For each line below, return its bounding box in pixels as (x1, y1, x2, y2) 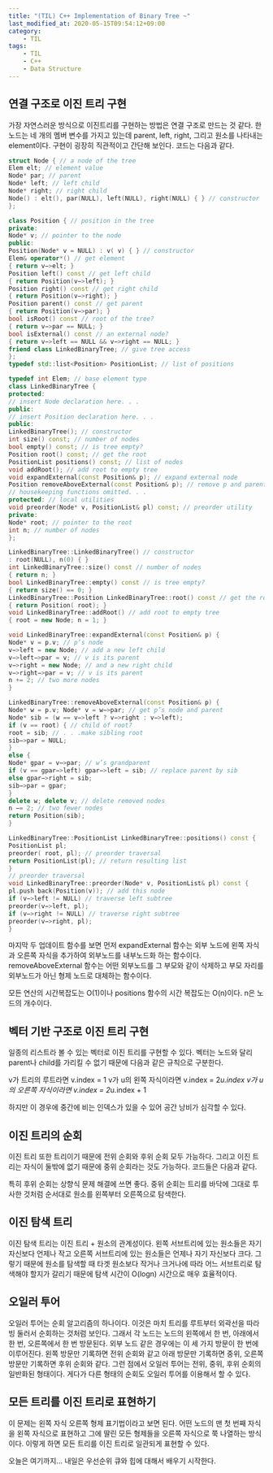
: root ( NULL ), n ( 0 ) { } (8, 556, 89, 564)
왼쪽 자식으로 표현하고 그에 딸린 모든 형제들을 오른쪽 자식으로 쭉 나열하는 (16, 1428, 247, 1438)
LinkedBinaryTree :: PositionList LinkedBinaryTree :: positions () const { (8, 834, 256, 842)
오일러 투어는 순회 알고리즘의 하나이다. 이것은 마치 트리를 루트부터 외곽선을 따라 (8, 1318, 260, 1327)
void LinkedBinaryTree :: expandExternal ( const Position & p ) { (8, 631, 220, 639)
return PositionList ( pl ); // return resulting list (8, 857, 187, 865)
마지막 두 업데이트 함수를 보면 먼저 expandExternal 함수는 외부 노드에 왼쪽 (8, 941, 245, 950)
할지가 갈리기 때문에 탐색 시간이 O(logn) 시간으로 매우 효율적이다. (29, 1269, 237, 1279)
